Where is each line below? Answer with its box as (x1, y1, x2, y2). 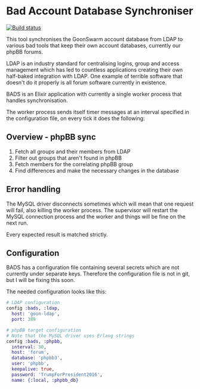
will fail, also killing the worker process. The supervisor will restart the (6, 206, 178, 213)
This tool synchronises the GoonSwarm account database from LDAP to (6, 35, 183, 42)
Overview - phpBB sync (6, 132, 97, 142)
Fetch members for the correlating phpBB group (14, 160, 133, 168)
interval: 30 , (11, 344, 47, 350)
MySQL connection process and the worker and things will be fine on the (6, 213, 186, 220)
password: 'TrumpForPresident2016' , (11, 372, 103, 378)
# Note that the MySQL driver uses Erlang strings (6, 333, 135, 339)
